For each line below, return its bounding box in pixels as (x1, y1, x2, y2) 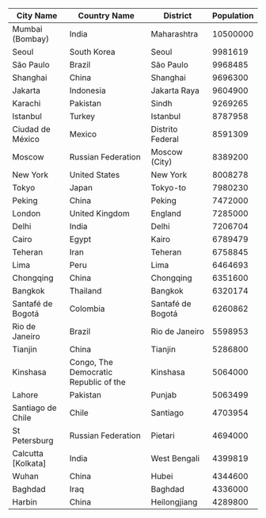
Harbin (12, 497, 38, 507)
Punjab (150, 389, 177, 400)
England (150, 208, 182, 219)
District (163, 10, 192, 21)
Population (212, 10, 254, 21)
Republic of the (69, 377, 127, 387)
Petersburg (12, 436, 54, 446)
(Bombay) (12, 33, 50, 44)
